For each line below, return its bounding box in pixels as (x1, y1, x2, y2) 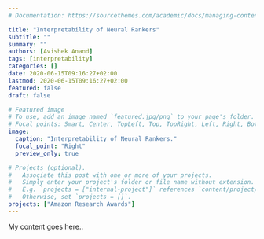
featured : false (8, 84, 61, 92)
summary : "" (8, 40, 47, 48)
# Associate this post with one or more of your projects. (8, 171, 213, 179)
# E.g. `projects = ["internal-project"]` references (8, 186, 195, 193)
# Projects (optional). (8, 164, 86, 171)
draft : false (8, 91, 51, 99)
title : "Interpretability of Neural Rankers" (8, 25, 159, 34)
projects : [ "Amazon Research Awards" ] (8, 200, 135, 208)
